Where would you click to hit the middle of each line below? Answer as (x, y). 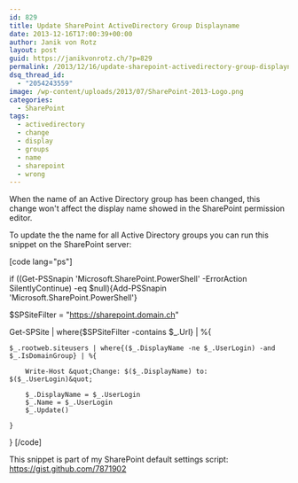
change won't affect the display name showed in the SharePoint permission (147, 208)
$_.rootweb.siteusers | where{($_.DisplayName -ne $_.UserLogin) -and (142, 348)
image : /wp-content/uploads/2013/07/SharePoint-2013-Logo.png (126, 91)
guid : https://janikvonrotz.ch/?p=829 (81, 58)
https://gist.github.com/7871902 (68, 469)
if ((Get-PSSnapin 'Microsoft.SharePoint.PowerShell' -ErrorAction (128, 279)
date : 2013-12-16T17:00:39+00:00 (71, 34)
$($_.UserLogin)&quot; (51, 379)
